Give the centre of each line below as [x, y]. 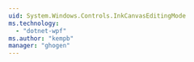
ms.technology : [34, 23]
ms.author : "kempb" [41, 38]
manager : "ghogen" [39, 46]
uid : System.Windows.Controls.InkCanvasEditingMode [97, 16]
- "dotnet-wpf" [41, 31]
